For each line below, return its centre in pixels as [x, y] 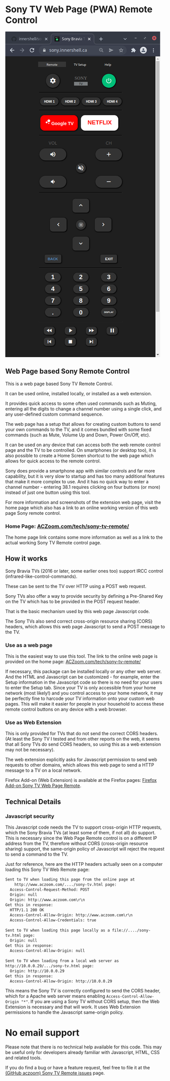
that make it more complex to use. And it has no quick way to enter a [77, 481]
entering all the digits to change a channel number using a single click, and [83, 408]
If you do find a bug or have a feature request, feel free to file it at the [78, 1068]
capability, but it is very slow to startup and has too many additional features [85, 476]
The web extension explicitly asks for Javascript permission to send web [81, 759]
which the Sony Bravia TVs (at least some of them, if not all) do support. [80, 833]
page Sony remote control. [33, 513]
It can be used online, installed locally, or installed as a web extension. [79, 393]
